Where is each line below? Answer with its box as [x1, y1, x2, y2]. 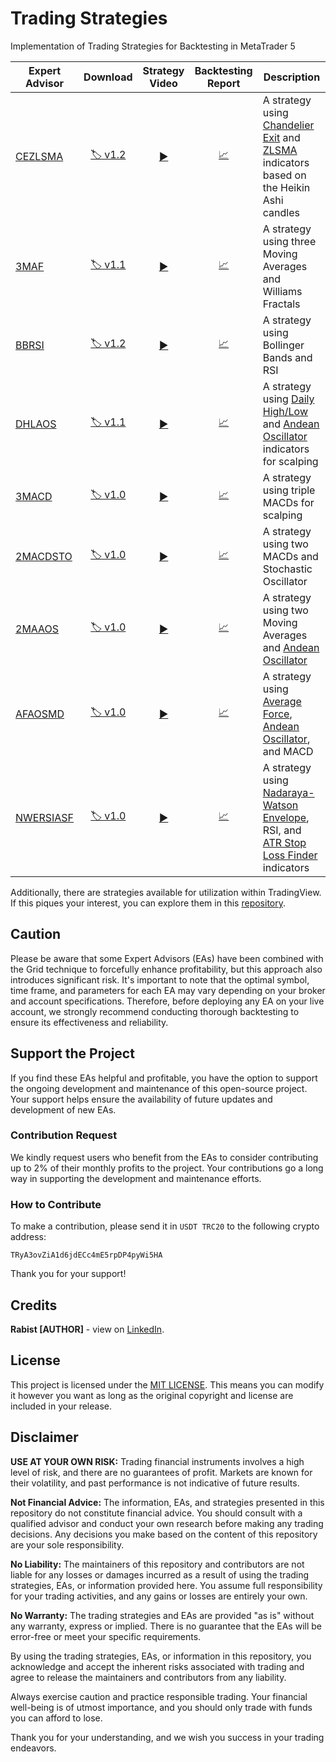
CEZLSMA [15, 149, 64, 163]
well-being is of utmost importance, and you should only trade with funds [10, 1701, 313, 1713]
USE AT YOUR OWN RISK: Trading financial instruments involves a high [10, 1455, 305, 1467]
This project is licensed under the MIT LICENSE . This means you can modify [10, 1378, 325, 1391]
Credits [10, 1297, 58, 1314]
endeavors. [10, 1742, 57, 1754]
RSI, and [262, 823, 302, 837]
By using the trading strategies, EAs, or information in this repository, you [10, 1650, 312, 1662]
